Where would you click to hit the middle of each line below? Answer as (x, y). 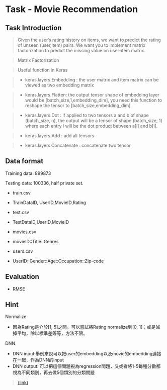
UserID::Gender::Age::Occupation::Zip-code (58, 261)
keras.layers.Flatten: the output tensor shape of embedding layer (92, 95)
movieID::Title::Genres (35, 241)
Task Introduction (33, 28)
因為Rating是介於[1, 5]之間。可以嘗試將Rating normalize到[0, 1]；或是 (84, 327)
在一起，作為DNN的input (38, 360)
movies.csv (24, 232)
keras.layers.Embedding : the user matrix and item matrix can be (92, 80)
